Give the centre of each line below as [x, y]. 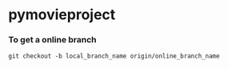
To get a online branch [52, 40]
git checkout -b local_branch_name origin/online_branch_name [114, 56]
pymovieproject [62, 15]
